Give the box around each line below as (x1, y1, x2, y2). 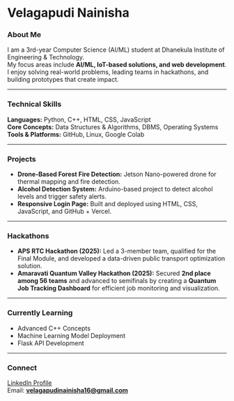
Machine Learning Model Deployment (17, 331, 125, 340)
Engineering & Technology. (7, 53, 85, 61)
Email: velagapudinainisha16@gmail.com (7, 386, 129, 394)
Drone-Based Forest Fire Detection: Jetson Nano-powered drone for (17, 170, 217, 179)
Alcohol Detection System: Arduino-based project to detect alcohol (17, 185, 214, 194)
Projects (7, 154, 36, 163)
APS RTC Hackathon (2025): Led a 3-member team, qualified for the (17, 247, 217, 256)
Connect (7, 363, 37, 372)
